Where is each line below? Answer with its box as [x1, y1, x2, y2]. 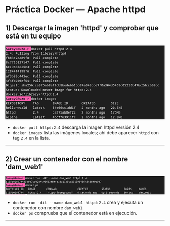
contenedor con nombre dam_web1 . [12, 204, 84, 211]
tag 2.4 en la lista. [12, 135, 50, 141]
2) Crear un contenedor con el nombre [5, 155, 129, 163]
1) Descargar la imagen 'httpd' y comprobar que [5, 24, 159, 32]
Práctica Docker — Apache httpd [5, 4, 146, 15]
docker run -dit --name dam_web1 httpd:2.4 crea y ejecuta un [12, 199, 143, 205]
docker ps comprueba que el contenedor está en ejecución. [12, 210, 138, 216]
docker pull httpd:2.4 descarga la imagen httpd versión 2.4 [12, 124, 140, 130]
